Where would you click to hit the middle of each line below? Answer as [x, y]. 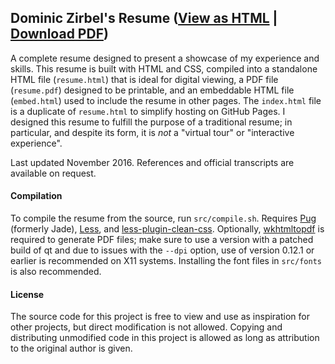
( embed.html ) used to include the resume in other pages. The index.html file [166, 100]
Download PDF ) [59, 34]
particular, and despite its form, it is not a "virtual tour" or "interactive [152, 132]
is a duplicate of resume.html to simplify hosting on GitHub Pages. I [148, 111]
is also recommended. [56, 272]
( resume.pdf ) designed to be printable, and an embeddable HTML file [152, 90]
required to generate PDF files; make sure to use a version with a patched [162, 240]
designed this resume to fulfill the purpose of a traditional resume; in [151, 122]
